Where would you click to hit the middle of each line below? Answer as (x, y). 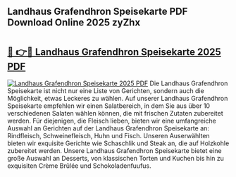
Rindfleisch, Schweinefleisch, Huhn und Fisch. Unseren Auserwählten (108, 136)
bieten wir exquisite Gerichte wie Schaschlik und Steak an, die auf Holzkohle (118, 143)
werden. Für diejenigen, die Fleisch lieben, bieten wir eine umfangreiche (112, 121)
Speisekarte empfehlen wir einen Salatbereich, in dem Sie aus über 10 (108, 106)
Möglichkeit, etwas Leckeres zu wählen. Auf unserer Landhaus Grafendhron (118, 98)
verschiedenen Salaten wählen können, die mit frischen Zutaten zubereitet (115, 113)
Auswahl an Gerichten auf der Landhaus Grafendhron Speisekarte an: (108, 128)
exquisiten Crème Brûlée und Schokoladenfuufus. (79, 166)
